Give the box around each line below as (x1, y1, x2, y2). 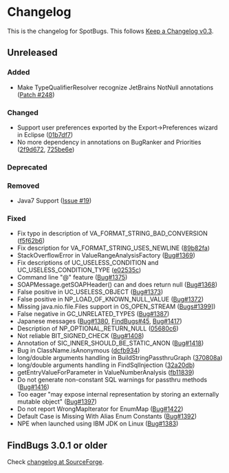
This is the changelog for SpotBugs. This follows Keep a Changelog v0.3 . (7, 27, 214, 35)
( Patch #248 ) (17, 90, 55, 98)
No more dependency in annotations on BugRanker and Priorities (17, 138, 201, 146)
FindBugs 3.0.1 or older (7, 439, 108, 451)
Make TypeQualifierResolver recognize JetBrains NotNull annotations (17, 83, 214, 92)
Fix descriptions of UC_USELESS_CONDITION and (17, 259, 159, 267)
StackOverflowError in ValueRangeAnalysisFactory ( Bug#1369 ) (17, 251, 196, 260)
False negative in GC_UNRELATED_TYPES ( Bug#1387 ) (17, 310, 170, 318)
